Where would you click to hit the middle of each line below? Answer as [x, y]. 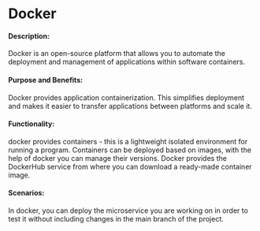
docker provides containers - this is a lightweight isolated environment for [128, 141]
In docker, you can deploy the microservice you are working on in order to [128, 211]
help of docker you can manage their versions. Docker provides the [117, 158]
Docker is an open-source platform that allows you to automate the [117, 54]
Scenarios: [26, 193]
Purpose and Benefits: [46, 80]
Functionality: [32, 124]
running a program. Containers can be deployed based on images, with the [130, 150]
